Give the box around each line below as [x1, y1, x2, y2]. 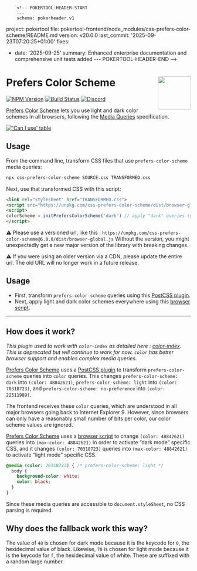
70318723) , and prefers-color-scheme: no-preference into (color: [6, 384, 166, 392]
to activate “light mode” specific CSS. [6, 451, 97, 458]
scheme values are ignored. [6, 421, 73, 428]
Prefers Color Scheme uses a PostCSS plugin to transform [6, 366, 147, 373]
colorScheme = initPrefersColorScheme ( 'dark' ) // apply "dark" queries [6, 213, 185, 219]
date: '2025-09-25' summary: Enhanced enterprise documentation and [14, 49, 187, 56]
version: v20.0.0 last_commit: [59, 32, 130, 39]
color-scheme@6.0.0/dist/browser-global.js [6, 236, 114, 242]
